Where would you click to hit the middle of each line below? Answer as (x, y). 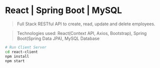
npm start (15, 61)
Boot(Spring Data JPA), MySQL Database (58, 38)
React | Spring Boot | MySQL (64, 10)
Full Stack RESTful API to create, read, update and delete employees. (86, 24)
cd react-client (21, 52)
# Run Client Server (26, 47)
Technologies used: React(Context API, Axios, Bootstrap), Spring (82, 33)
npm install (17, 56)
